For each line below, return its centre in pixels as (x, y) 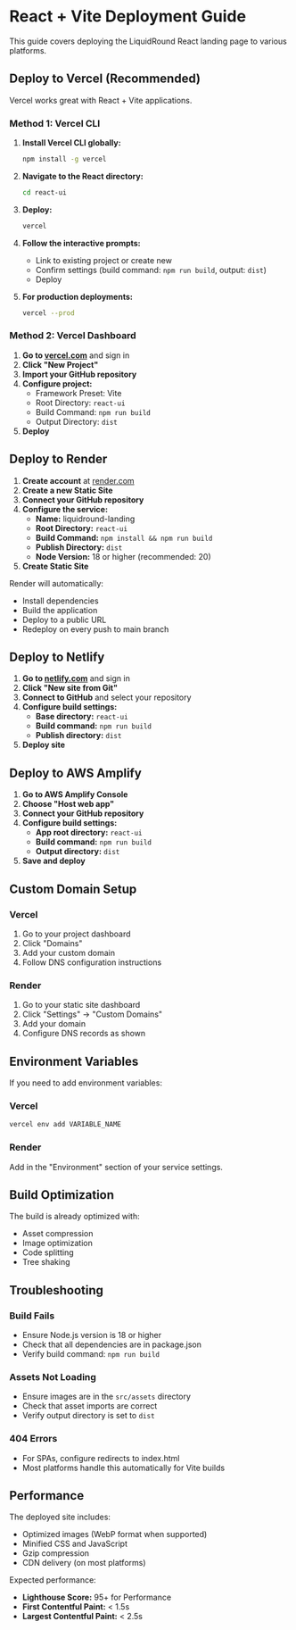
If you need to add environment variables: (86, 1083)
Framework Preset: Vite (78, 393)
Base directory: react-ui (82, 717)
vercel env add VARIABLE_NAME (66, 1125)
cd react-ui (44, 192)
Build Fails (32, 1316)
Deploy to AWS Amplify (76, 773)
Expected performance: (53, 1580)
